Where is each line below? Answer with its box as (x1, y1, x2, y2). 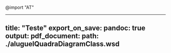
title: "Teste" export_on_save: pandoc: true (5, 24, 146, 33)
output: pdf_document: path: (5, 32, 99, 40)
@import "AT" (5, 5, 34, 10)
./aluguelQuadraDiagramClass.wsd (5, 40, 120, 48)
